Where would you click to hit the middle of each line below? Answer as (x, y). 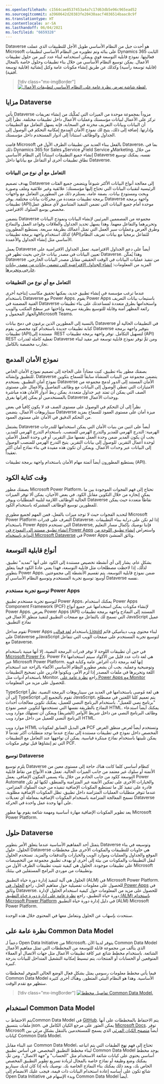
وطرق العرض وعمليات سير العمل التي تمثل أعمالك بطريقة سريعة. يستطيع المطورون (82, 229)
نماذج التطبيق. (18, 622)
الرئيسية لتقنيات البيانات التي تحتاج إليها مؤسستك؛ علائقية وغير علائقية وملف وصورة (81, 188)
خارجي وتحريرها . (21, 270)
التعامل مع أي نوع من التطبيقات (38, 283)
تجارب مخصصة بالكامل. (27, 344)
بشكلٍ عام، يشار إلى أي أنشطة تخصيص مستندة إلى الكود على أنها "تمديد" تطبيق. (79, 562)
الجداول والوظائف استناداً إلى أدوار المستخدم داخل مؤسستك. (61, 135)
